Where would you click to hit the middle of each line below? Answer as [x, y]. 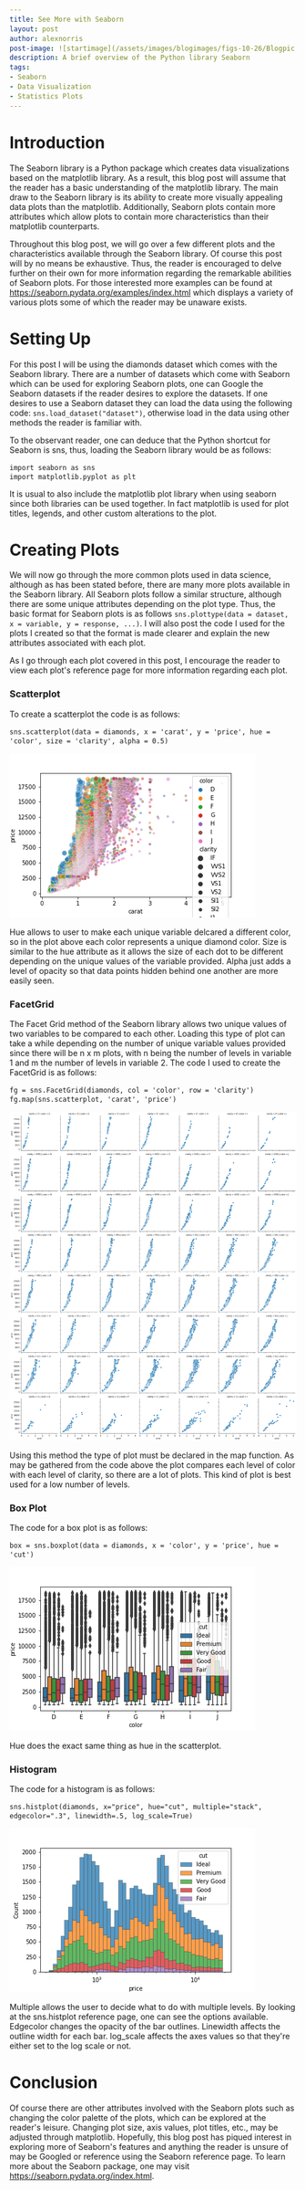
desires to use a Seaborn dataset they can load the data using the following [151, 403]
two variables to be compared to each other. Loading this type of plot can [147, 1034]
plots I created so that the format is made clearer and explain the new [140, 634]
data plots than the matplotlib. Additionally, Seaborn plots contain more [142, 206]
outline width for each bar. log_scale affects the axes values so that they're [150, 2037]
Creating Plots [65, 550]
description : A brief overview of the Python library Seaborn [130, 58]
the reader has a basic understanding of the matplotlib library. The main [144, 187]
